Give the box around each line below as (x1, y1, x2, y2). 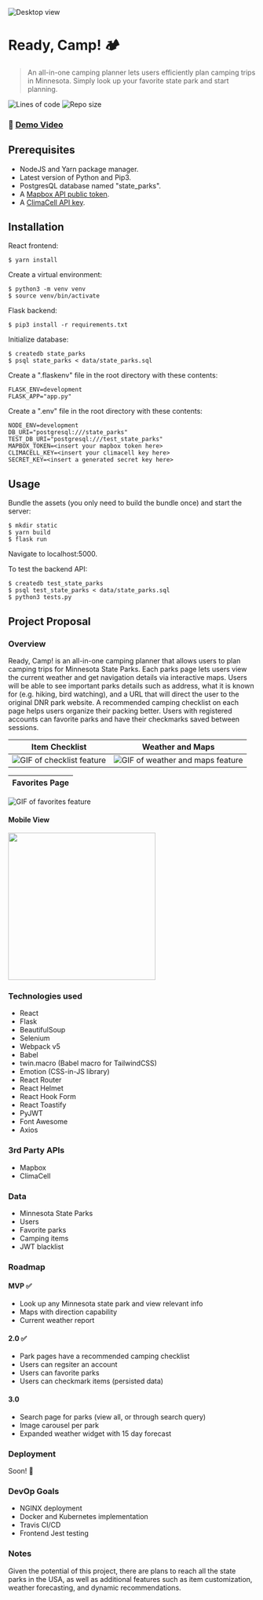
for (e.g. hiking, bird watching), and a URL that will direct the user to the (8, 689, 239, 699)
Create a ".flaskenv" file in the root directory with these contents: (8, 371, 218, 380)
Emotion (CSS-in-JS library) (19, 1067, 110, 1076)
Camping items (19, 1233, 69, 1244)
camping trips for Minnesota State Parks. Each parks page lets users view (8, 664, 247, 674)
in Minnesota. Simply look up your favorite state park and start (27, 75, 229, 86)
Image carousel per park (19, 1420, 100, 1430)
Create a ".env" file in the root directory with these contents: (8, 407, 203, 416)
